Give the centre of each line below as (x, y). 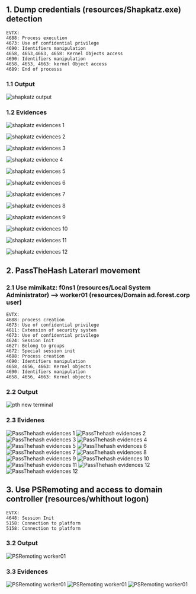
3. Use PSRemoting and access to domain (84, 490)
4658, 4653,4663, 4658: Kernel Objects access (65, 53)
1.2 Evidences (27, 112)
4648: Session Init (30, 518)
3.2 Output (22, 543)
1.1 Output (21, 84)
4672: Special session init (41, 351)
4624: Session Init (30, 341)
